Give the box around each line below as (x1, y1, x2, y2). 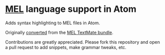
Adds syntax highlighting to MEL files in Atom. (5, 20, 100, 26)
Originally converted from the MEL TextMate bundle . (5, 29, 114, 35)
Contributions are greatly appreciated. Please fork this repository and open (5, 39, 160, 45)
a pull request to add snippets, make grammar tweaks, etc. (5, 44, 127, 50)
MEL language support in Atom (5, 3, 137, 15)
